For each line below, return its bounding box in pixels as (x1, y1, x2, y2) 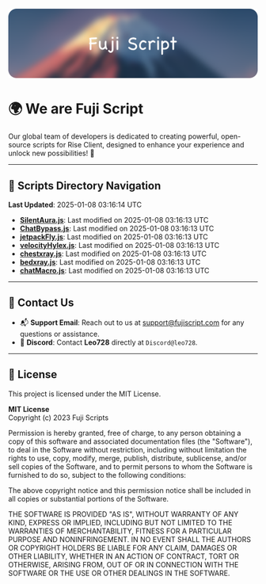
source (8, 140, 32, 150)
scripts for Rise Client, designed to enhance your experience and (32, 140, 245, 150)
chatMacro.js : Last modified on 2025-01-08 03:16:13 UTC (19, 266, 210, 276)
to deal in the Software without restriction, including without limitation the (8, 445, 247, 454)
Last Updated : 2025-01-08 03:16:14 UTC (8, 200, 142, 210)
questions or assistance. (19, 329, 101, 338)
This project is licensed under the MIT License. (8, 389, 161, 399)
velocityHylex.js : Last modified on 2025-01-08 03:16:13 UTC (19, 241, 220, 250)
